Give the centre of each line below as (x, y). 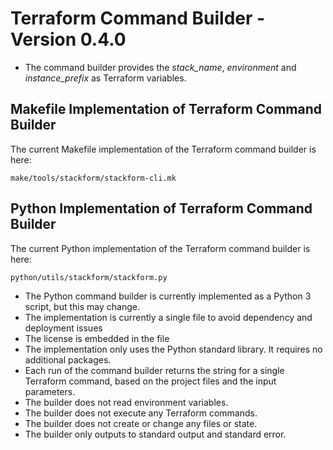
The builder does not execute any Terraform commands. (141, 413)
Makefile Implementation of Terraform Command (166, 109)
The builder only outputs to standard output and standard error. (155, 434)
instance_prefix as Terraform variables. (105, 78)
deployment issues (63, 328)
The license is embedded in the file (97, 338)
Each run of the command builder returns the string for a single (154, 370)
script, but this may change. (82, 306)
